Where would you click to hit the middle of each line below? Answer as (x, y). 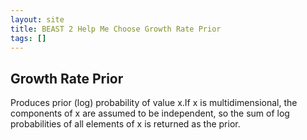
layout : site (37, 19)
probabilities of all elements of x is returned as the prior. (125, 124)
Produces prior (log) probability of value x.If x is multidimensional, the (154, 103)
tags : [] (28, 38)
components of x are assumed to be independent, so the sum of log (150, 113)
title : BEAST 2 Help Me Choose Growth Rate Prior (116, 29)
